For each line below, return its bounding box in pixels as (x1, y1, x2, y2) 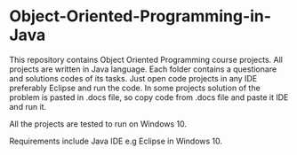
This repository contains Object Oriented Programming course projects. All (9, 54, 283, 65)
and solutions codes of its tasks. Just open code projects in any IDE (9, 73, 258, 83)
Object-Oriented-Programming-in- (9, 6, 272, 27)
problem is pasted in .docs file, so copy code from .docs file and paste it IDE (9, 91, 289, 103)
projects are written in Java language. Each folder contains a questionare (9, 64, 277, 74)
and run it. (9, 101, 47, 112)
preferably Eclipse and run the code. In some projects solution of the (9, 82, 261, 93)
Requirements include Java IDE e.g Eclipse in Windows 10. (9, 136, 223, 146)
